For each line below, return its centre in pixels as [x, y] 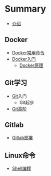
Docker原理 [31, 65]
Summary [25, 9]
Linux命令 [20, 155]
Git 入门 [19, 96]
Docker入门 [24, 59]
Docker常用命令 [28, 52]
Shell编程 [21, 168]
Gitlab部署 [22, 138]
